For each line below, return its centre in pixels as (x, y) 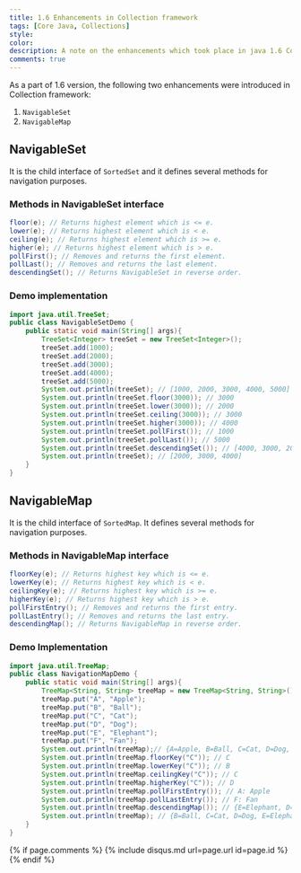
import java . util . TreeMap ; (60, 666)
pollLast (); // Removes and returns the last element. (114, 265)
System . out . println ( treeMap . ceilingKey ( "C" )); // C (140, 774)
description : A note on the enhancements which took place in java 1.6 (146, 51)
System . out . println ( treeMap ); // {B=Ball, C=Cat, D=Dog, (150, 816)
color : (21, 43)
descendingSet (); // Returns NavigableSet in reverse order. (126, 273)
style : (21, 34)
